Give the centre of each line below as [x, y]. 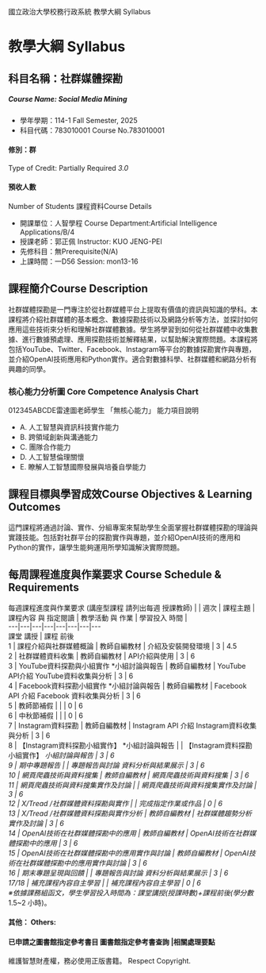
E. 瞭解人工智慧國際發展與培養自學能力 [83, 467]
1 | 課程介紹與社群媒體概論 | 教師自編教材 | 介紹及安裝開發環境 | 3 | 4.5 [123, 646]
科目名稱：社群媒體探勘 [65, 78]
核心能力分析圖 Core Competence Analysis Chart [104, 392]
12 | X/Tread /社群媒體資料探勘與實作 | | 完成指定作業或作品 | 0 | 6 [116, 803]
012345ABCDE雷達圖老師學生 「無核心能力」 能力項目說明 [104, 411]
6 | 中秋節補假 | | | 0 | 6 [46, 715]
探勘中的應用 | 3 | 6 [46, 843]
